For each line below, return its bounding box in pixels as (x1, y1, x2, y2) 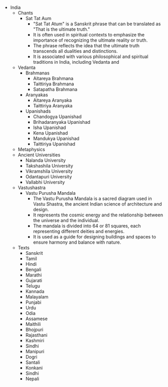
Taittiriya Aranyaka (33, 103, 73, 108)
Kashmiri (25, 338, 45, 343)
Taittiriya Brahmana (33, 81, 74, 87)
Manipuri (25, 348, 45, 354)
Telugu (25, 283, 40, 289)
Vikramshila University (25, 168, 73, 174)
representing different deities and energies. (33, 228, 124, 234)
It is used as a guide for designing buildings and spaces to (33, 234, 156, 239)
